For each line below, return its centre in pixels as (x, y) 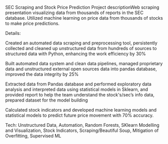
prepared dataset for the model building (47, 100)
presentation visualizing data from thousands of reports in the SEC (74, 13)
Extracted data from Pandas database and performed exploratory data (78, 84)
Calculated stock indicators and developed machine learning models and (81, 110)
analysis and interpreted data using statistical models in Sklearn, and (77, 89)
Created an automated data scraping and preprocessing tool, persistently (81, 43)
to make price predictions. (32, 23)
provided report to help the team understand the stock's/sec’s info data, (80, 95)
